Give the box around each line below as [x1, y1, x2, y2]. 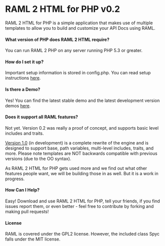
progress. [5, 176, 25, 182]
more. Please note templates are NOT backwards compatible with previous [5, 150, 158, 156]
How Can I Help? [5, 187, 40, 193]
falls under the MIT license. [5, 236, 61, 242]
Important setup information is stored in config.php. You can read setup [5, 70, 151, 76]
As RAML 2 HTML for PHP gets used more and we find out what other [5, 165, 147, 171]
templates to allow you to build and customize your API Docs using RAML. [5, 25, 156, 31]
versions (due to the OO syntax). [5, 155, 72, 161]
